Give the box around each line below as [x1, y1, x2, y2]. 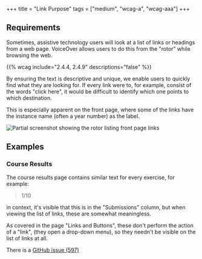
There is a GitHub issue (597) [6, 246, 80, 254]
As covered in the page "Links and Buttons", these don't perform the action [6, 221, 194, 229]
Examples [6, 142, 44, 152]
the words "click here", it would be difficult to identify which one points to [6, 88, 189, 95]
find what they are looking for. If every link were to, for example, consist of [6, 81, 192, 88]
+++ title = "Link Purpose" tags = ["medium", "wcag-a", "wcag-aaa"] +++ [6, 5, 191, 12]
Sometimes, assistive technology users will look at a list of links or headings [6, 39, 195, 46]
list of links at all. [6, 234, 48, 241]
